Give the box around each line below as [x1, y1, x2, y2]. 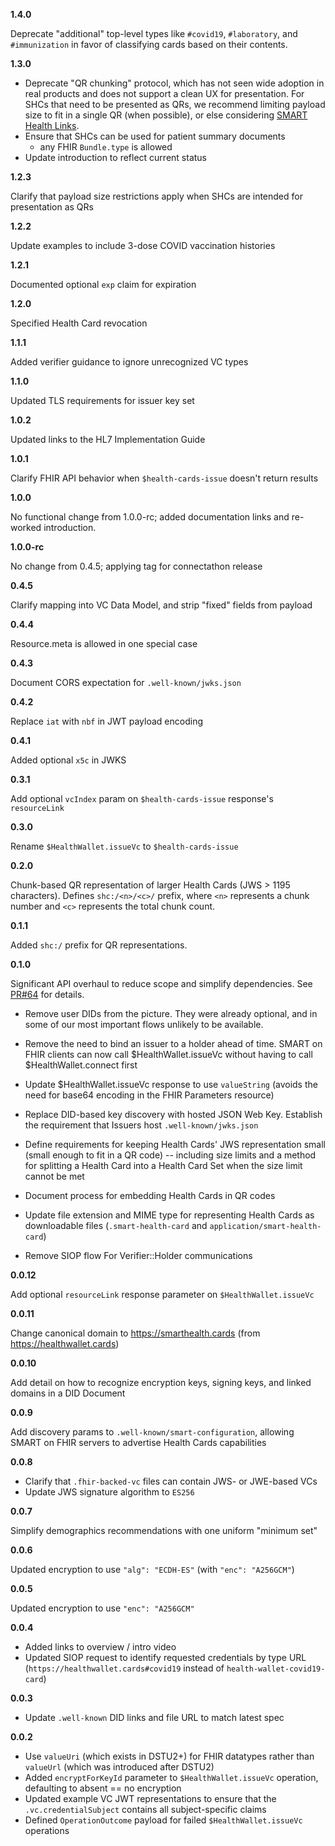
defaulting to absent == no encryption [24, 1782, 182, 1794]
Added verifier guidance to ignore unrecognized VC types [10, 356, 249, 368]
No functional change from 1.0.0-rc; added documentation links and [10, 511, 290, 523]
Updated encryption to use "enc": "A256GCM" [10, 1602, 195, 1614]
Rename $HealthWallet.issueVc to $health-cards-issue [10, 840, 239, 852]
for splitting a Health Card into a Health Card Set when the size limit [24, 1160, 303, 1171]
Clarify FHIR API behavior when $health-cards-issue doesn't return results [10, 472, 319, 484]
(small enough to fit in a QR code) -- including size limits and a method [24, 1149, 317, 1161]
